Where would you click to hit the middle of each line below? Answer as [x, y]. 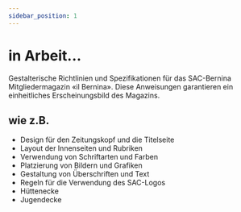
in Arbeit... [45, 55]
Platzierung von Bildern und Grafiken [81, 165]
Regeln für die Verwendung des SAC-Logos [93, 183]
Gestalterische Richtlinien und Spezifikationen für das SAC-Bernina [120, 78]
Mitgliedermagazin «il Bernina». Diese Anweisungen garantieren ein [121, 86]
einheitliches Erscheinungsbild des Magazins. [84, 95]
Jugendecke [41, 200]
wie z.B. [29, 121]
